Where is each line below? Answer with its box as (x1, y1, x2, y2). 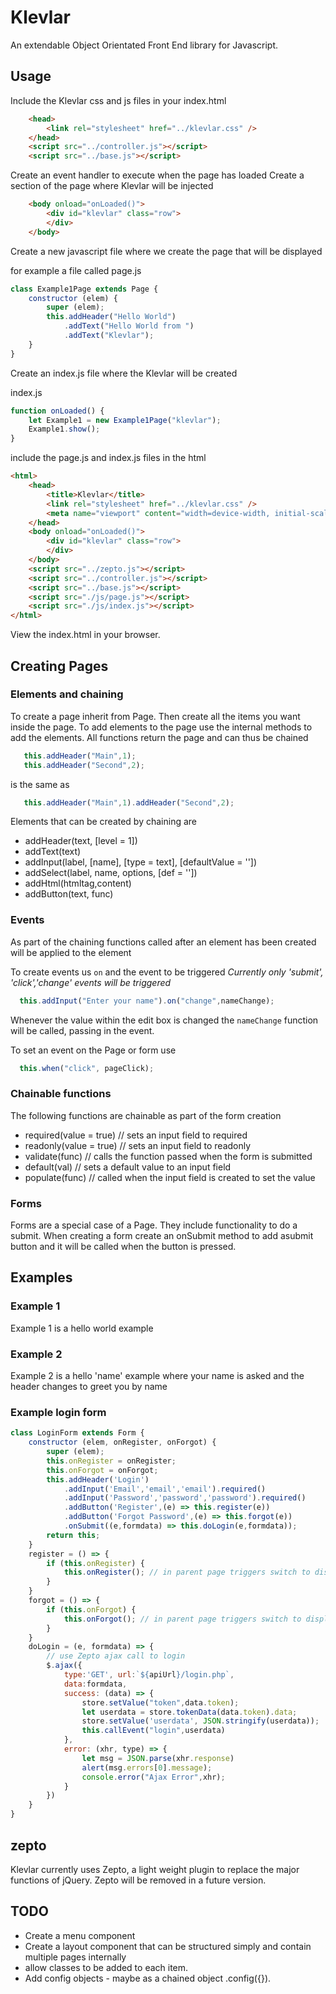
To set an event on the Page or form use (10, 1044, 177, 1056)
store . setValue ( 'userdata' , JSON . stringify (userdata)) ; (81, 1716, 320, 1726)
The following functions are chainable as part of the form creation (10, 1109, 282, 1121)
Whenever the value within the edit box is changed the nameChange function (10, 1014, 319, 1026)
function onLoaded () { (10, 406, 105, 416)
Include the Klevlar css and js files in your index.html (10, 94, 227, 106)
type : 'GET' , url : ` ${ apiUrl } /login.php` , (63, 1670, 235, 1680)
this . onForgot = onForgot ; (46, 1465, 159, 1475)
